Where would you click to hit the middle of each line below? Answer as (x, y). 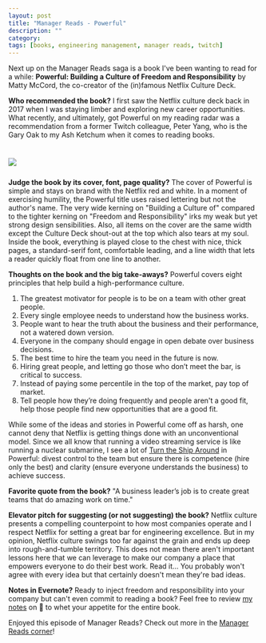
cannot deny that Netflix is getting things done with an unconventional (124, 433)
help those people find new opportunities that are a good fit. (119, 409)
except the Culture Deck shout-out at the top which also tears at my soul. (129, 234)
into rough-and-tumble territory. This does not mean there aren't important (131, 549)
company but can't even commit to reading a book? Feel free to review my (131, 599)
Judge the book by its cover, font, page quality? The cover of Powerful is (131, 183)
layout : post (30, 16)
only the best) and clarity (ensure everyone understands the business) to (128, 467)
